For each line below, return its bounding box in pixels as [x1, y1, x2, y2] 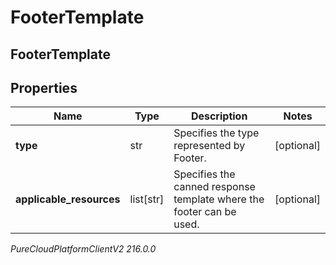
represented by [173, 139, 246, 153]
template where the [173, 192, 265, 206]
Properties [10, 79, 78, 96]
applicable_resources [15, 192, 121, 206]
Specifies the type [173, 126, 260, 140]
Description [190, 109, 248, 123]
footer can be [173, 205, 237, 219]
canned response [173, 180, 256, 194]
